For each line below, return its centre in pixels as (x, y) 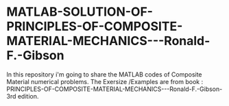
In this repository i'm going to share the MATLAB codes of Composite (105, 74)
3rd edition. (23, 96)
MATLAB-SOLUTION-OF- (80, 12)
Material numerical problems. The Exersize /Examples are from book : (105, 81)
